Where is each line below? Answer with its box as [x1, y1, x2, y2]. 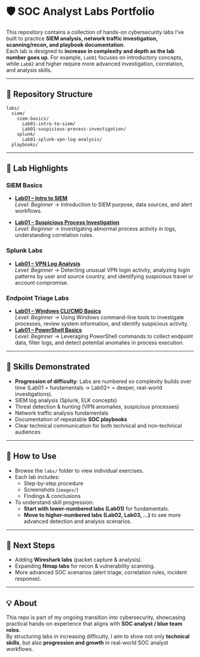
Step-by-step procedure [23, 479, 83, 487]
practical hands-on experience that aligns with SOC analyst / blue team [6, 620, 183, 627]
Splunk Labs [6, 247, 43, 255]
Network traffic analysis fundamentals [14, 409, 109, 416]
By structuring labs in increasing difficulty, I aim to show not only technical [6, 633, 190, 640]
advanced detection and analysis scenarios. [23, 518, 132, 525]
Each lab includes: [14, 473, 60, 480]
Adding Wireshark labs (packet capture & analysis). [14, 556, 143, 563]
